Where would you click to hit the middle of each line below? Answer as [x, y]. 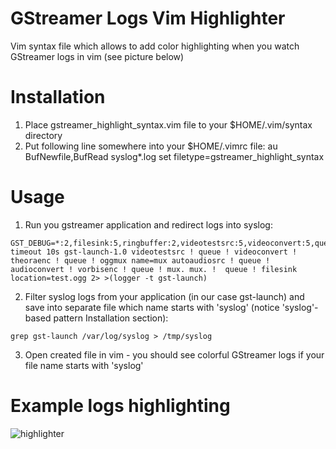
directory [43, 135]
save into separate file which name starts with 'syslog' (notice [152, 307]
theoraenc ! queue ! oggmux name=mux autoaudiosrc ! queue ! [140, 260]
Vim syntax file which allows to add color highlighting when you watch [155, 46]
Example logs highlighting [120, 406]
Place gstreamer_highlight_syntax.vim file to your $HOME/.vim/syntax [168, 124]
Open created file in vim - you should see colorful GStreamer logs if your [174, 354]
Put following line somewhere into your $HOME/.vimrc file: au [151, 146]
